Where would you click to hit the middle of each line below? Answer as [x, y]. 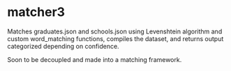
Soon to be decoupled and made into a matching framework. [95, 59]
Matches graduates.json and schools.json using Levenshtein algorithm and [115, 31]
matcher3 [36, 12]
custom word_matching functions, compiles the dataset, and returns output [115, 38]
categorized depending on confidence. [64, 46]
